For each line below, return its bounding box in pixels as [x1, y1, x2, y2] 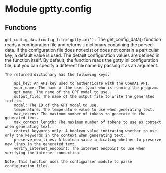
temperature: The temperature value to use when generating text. [14, 107, 155, 112]
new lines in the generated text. [5, 142, 77, 147]
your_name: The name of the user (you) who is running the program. [14, 85, 159, 90]
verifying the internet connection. [5, 150, 81, 155]
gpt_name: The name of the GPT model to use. [14, 90, 110, 95]
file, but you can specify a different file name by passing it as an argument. [5, 63, 159, 68]
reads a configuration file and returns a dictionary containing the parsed [5, 42, 153, 48]
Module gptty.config [5, 3, 92, 15]
